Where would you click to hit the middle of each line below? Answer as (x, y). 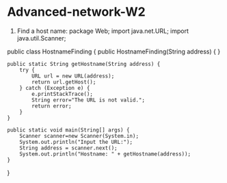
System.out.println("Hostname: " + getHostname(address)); (105, 154)
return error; (52, 106)
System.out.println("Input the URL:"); (76, 142)
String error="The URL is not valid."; (89, 100)
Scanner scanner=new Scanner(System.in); (79, 136)
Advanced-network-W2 (76, 12)
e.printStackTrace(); (63, 94)
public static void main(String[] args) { (68, 130)
